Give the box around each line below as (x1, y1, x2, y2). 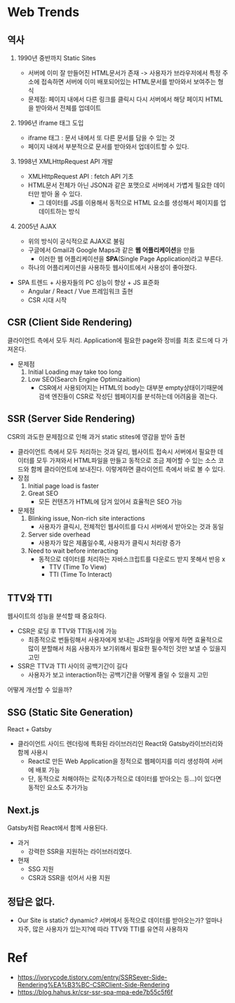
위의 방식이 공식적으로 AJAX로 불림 (27, 237, 125, 245)
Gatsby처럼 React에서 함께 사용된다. (7, 823, 108, 832)
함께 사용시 (17, 748, 48, 757)
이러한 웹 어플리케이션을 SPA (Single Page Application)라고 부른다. (38, 255, 223, 263)
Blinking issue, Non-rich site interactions (27, 513, 145, 523)
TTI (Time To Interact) (48, 570, 112, 579)
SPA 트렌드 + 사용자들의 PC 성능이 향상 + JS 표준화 (17, 278, 160, 286)
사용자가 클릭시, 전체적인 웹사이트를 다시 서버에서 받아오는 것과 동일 (38, 522, 224, 530)
